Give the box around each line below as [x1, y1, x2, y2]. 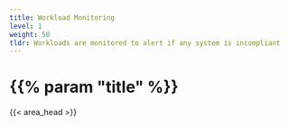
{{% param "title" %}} [9, 77, 179, 97]
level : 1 [9, 22, 42, 31]
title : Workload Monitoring [9, 13, 116, 22]
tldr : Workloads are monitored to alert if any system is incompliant [9, 38, 281, 48]
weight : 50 [9, 30, 51, 39]
